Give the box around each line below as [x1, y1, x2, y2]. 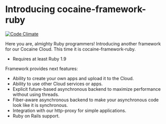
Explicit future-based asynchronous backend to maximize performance [12, 86, 161, 92]
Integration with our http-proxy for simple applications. [12, 107, 127, 113]
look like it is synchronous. [12, 102, 68, 108]
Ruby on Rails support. [12, 112, 60, 119]
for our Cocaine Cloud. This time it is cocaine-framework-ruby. [5, 46, 136, 52]
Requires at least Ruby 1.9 [12, 55, 67, 61]
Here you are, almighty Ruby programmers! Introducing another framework [5, 40, 161, 46]
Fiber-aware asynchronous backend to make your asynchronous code [12, 97, 159, 103]
